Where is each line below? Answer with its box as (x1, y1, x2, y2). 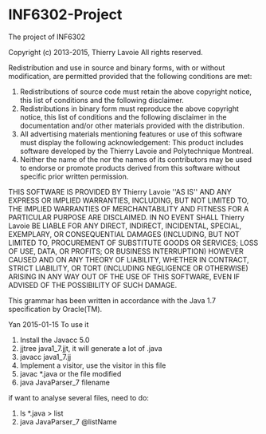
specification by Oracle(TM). (8, 304, 103, 314)
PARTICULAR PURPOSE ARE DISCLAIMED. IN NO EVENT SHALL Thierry (8, 212, 244, 222)
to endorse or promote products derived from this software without (19, 163, 241, 172)
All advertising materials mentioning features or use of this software (19, 129, 243, 139)
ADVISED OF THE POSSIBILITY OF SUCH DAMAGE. (8, 280, 178, 290)
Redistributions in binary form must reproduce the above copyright (19, 104, 239, 113)
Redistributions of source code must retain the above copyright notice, (19, 86, 252, 97)
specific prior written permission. (19, 172, 129, 181)
